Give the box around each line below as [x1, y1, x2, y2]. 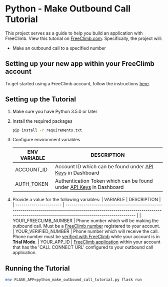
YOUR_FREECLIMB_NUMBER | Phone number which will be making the [12, 218, 159, 224]
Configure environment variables [12, 137, 80, 143]
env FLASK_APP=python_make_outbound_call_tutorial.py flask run [5, 278, 142, 283]
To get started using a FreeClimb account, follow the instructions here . [5, 80, 150, 86]
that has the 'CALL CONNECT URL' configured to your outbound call [12, 244, 153, 250]
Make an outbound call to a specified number [12, 45, 106, 51]
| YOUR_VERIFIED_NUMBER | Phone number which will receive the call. [12, 228, 159, 235]
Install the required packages [12, 118, 72, 124]
